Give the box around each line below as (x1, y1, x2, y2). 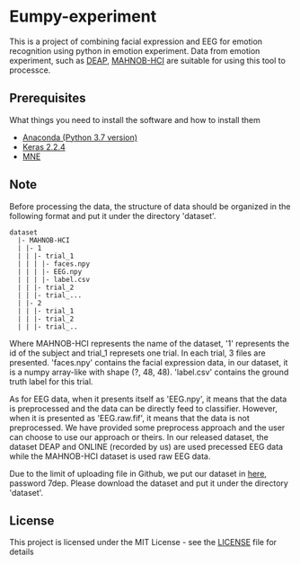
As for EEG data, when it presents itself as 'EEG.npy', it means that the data (9, 393, 287, 404)
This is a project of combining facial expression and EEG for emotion (9, 36, 263, 47)
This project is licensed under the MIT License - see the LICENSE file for (9, 537, 277, 548)
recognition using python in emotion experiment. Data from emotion (9, 45, 260, 56)
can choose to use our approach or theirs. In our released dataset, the (9, 431, 269, 442)
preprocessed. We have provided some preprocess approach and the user (9, 422, 286, 433)
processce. (9, 65, 51, 75)
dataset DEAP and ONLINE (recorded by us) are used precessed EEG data (9, 441, 284, 452)
